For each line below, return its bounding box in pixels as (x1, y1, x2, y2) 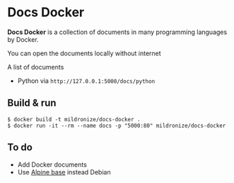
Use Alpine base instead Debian (17, 167, 111, 176)
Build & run (7, 97, 57, 109)
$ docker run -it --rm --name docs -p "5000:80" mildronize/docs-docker (7, 122, 226, 129)
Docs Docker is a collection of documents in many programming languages (7, 28, 228, 36)
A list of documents (7, 62, 64, 71)
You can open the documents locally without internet (7, 49, 161, 57)
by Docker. (7, 35, 39, 43)
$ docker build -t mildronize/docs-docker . (7, 116, 141, 123)
